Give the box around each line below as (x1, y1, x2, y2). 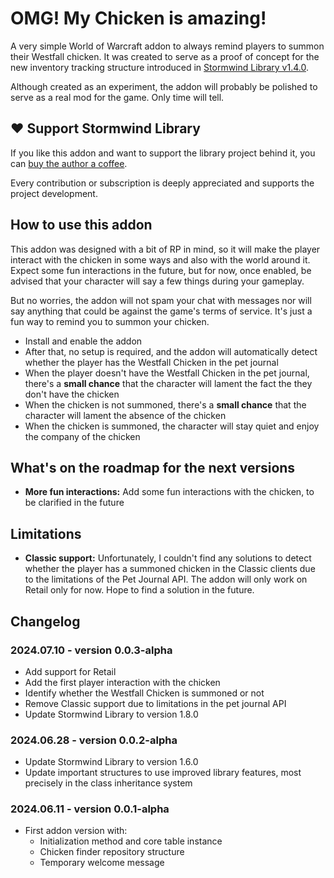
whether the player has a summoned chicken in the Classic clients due (24, 563, 316, 575)
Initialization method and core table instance (39, 835, 223, 847)
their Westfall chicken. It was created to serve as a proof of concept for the (10, 50, 320, 62)
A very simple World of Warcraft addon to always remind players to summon (10, 40, 325, 52)
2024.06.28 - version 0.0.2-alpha (10, 733, 178, 747)
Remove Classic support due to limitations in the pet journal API (24, 697, 287, 709)
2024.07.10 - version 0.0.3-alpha (10, 643, 173, 657)
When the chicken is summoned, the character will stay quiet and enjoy (24, 420, 320, 432)
